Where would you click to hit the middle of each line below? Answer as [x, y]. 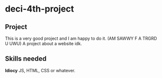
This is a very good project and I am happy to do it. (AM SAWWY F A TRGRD [81, 38]
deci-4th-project [39, 9]
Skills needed [26, 59]
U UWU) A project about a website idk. [44, 44]
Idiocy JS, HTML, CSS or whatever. [40, 70]
